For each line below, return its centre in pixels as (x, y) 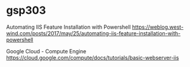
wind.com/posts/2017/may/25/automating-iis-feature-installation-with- (94, 33)
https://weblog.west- (158, 27)
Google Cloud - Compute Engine (46, 51)
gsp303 (26, 10)
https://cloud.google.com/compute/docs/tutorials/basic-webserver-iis (93, 57)
